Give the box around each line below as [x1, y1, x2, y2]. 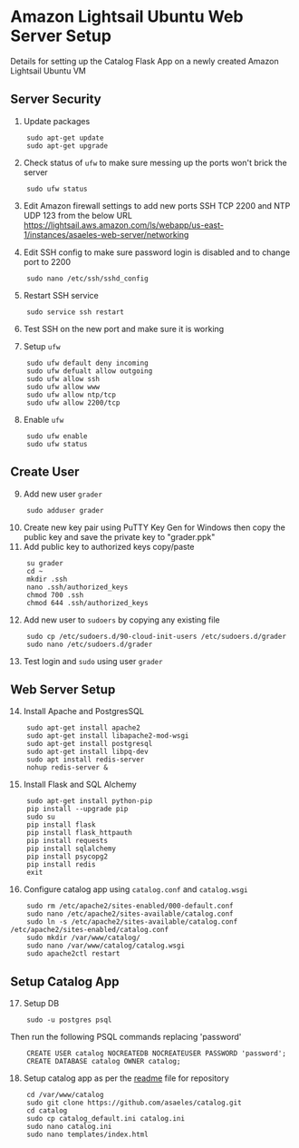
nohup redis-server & [26, 763, 108, 772]
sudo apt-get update [26, 133, 104, 142]
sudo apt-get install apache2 [26, 723, 141, 732]
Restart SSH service [23, 289, 99, 300]
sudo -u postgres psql [26, 1016, 112, 1025]
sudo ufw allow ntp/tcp [26, 390, 117, 399]
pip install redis [26, 860, 96, 869]
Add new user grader [23, 488, 103, 499]
